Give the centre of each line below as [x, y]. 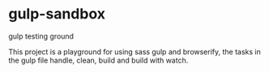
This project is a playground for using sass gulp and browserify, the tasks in [135, 51]
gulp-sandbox [57, 14]
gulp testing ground [41, 36]
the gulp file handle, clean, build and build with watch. [98, 60]
